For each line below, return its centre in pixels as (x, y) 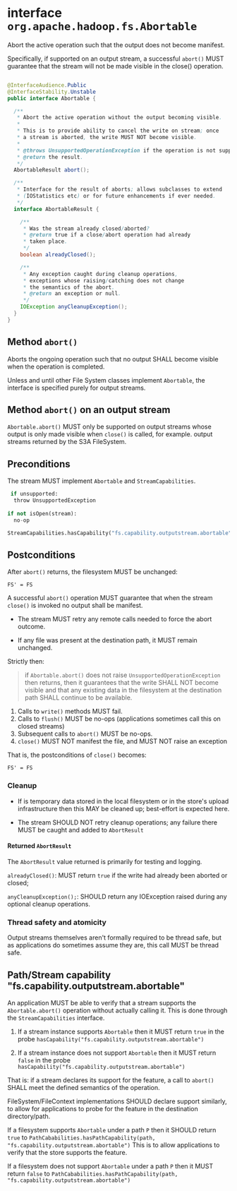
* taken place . (45, 241)
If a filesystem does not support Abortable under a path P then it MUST (110, 1166)
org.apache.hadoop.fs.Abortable (102, 26)
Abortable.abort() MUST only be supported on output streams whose (109, 427)
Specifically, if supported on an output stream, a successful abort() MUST (116, 59)
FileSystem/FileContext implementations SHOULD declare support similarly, (117, 1101)
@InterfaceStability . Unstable (52, 92)
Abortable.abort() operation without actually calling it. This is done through (117, 1010)
